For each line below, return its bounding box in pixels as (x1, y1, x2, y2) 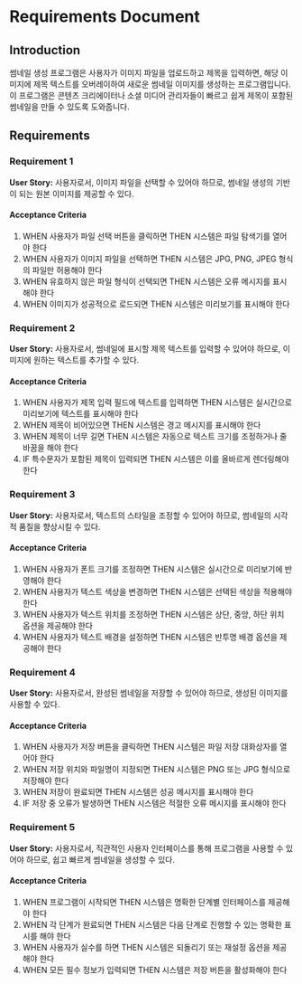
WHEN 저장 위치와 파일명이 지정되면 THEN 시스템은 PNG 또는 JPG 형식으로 (22, 764, 291, 775)
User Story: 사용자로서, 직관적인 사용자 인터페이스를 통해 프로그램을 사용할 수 (9, 843, 284, 854)
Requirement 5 (9, 821, 76, 834)
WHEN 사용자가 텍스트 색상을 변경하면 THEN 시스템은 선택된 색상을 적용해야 (22, 586, 293, 597)
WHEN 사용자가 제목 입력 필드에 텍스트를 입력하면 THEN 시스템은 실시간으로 (22, 397, 293, 408)
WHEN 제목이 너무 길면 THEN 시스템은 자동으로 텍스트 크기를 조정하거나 (22, 431, 278, 442)
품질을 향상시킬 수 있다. (18, 521, 101, 532)
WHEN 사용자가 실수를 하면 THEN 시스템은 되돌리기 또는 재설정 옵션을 (22, 941, 270, 952)
